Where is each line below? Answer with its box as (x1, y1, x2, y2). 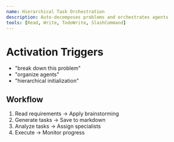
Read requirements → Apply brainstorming (14, 110, 119, 117)
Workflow (6, 94, 43, 104)
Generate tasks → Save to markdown (14, 117, 106, 124)
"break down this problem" (14, 64, 81, 72)
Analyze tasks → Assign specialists (14, 122, 101, 130)
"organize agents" (14, 71, 59, 78)
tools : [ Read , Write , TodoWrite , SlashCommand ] (6, 20, 126, 25)
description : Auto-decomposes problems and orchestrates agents (6, 14, 169, 20)
